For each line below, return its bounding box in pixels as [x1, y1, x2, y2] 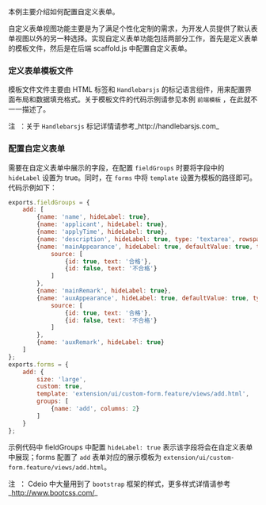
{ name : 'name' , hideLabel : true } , [36, 213, 150, 221]
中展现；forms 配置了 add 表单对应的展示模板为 [8, 452, 162, 461]
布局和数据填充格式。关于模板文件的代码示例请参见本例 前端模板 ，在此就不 [14, 94, 258, 105]
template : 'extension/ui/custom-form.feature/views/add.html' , [36, 390, 249, 398]
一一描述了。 [8, 105, 50, 114]
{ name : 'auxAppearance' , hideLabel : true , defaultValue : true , [36, 294, 249, 302]
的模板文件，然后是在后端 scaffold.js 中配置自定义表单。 [8, 44, 192, 53]
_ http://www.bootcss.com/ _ [8, 488, 98, 497]
